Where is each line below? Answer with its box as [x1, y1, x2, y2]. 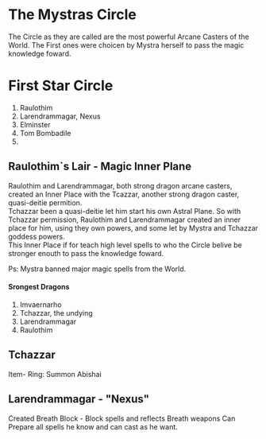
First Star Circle [8, 77, 114, 95]
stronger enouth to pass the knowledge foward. [8, 248, 164, 258]
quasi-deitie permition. [8, 197, 83, 208]
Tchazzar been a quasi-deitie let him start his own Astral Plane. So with [8, 206, 241, 216]
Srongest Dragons [8, 282, 70, 292]
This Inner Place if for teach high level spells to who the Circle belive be [8, 240, 242, 250]
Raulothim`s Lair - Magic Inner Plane [8, 160, 192, 173]
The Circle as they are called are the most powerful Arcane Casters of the [8, 32, 249, 41]
